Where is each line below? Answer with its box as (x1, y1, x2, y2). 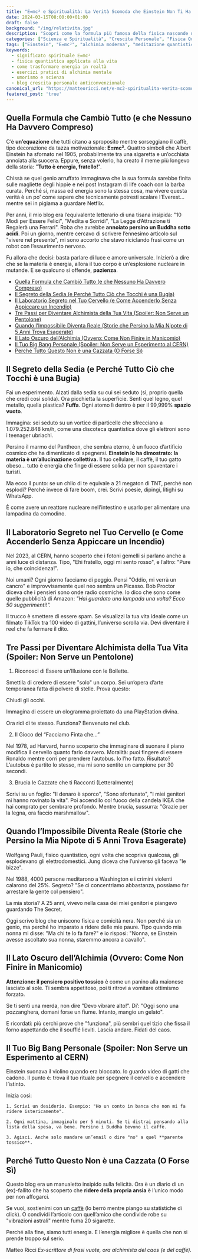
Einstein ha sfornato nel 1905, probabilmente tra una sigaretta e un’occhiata (6, 150, 189, 157)
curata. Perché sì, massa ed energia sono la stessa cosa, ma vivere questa (6, 187, 187, 194)
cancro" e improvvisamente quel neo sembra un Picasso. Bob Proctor (6, 583, 176, 590)
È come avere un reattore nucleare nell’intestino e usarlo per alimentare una (6, 504, 190, 511)
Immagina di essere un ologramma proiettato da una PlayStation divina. (6, 708, 179, 715)
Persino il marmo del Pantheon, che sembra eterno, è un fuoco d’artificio (6, 443, 183, 450)
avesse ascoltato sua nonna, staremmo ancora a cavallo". (6, 936, 146, 943)
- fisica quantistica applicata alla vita (11, 58, 117, 64)
